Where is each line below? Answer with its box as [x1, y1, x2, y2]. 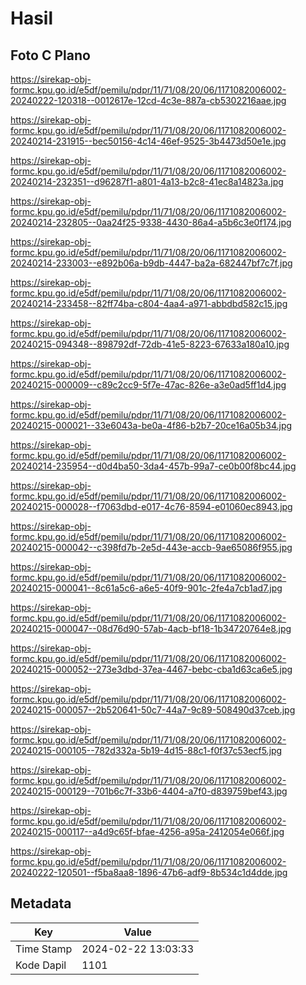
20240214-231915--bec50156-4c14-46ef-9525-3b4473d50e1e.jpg [10, 135, 287, 147]
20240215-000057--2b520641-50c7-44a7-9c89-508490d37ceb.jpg [10, 704, 296, 716]
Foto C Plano [10, 47, 91, 64]
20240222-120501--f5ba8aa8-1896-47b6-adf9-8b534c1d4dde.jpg [10, 867, 288, 878]
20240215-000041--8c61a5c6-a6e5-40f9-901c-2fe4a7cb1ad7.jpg [10, 582, 283, 594]
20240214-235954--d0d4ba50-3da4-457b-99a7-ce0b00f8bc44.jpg [10, 460, 297, 472]
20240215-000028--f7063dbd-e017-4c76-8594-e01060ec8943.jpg [10, 501, 293, 512]
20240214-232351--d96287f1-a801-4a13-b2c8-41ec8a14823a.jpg [10, 176, 284, 187]
